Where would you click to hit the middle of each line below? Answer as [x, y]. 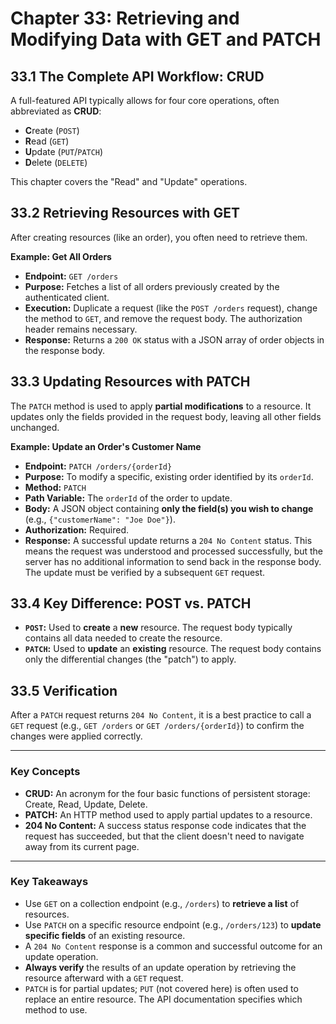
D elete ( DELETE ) [56, 162]
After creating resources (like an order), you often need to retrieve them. [159, 237]
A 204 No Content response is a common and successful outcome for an [173, 946]
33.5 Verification [64, 690]
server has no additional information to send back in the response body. [173, 561]
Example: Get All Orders [61, 256]
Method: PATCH [55, 487]
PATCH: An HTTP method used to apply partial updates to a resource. [168, 814]
